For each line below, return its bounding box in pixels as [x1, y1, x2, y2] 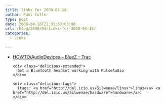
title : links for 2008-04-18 [5, 7, 67, 13]
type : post [5, 17, 28, 22]
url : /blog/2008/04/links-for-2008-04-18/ [5, 26, 96, 31]
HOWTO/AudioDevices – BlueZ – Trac [12, 54, 91, 60]
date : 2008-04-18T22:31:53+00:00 [5, 21, 76, 27]
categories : [5, 31, 30, 36]
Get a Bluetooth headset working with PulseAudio [17, 68, 124, 73]
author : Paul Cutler [5, 12, 49, 17]
